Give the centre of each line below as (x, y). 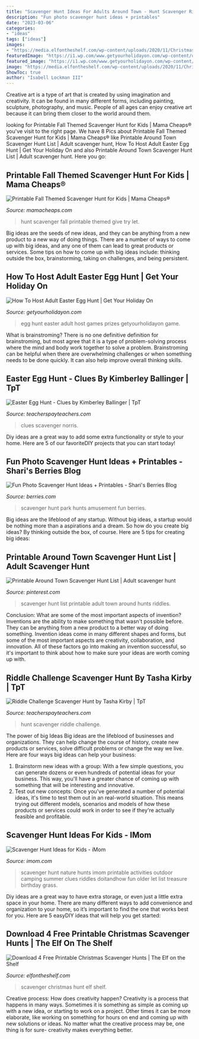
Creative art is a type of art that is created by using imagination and (88, 95)
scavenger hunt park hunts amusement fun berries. (84, 508)
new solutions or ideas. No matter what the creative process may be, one (95, 1024)
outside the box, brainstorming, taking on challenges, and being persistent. (98, 258)
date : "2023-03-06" (30, 23)
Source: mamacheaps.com (39, 210)
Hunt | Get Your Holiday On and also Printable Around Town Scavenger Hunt (99, 150)
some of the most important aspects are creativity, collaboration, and (90, 640)
